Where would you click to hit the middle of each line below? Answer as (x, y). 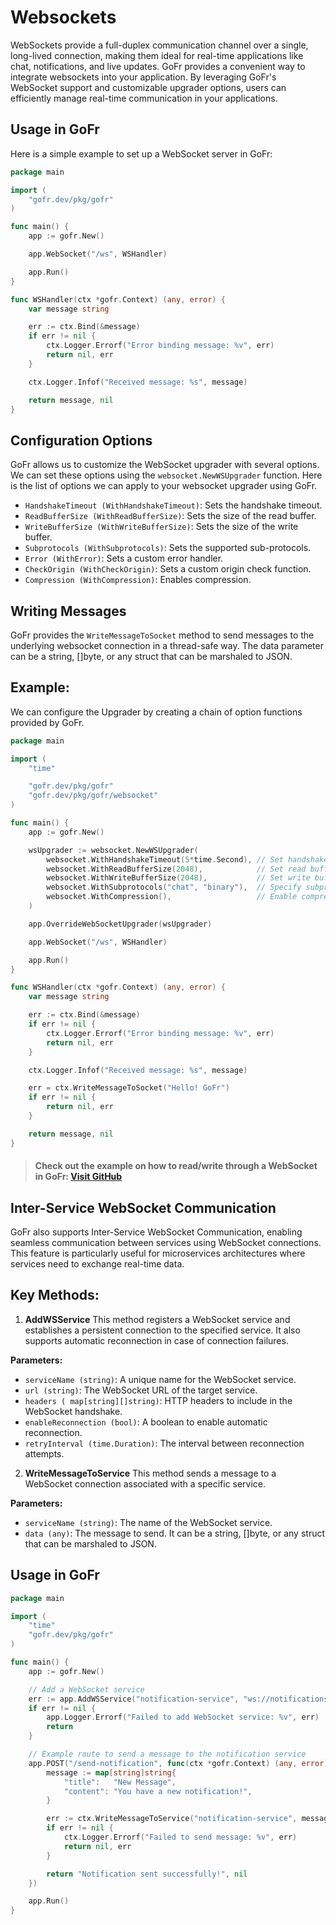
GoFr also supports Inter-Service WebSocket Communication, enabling (156, 1232)
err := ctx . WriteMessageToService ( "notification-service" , (172, 1819)
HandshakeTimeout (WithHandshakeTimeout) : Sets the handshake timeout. (173, 505)
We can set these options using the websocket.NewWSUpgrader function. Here (166, 475)
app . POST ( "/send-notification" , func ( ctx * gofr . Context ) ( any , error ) (178, 1763)
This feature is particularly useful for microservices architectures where (158, 1253)
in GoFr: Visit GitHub (78, 1177)
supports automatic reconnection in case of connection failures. (156, 1340)
